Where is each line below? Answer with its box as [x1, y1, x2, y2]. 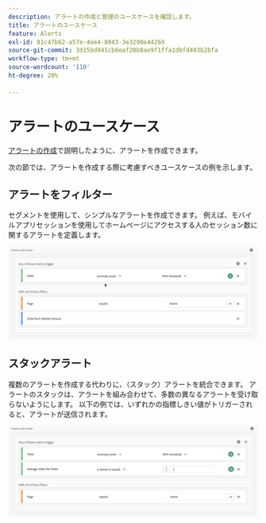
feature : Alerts [8, 29, 62, 37]
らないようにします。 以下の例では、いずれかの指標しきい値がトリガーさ [8, 399, 246, 409]
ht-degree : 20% [8, 72, 59, 79]
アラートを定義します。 [29, 231, 106, 240]
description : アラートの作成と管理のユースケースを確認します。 [8, 13, 196, 21]
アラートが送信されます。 [29, 409, 113, 419]
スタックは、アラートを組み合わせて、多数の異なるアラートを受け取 [35, 389, 259, 399]
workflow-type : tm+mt [8, 55, 80, 63]
